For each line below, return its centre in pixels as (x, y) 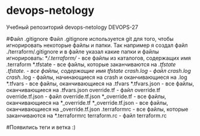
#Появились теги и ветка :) (41, 127)
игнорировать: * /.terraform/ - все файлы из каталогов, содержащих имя (98, 58)
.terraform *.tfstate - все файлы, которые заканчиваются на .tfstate (91, 64)
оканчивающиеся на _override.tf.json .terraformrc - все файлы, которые (97, 109)
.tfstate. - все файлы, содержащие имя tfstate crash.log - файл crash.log (98, 70)
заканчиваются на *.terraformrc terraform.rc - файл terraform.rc (86, 116)
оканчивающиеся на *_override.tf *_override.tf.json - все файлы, (87, 102)
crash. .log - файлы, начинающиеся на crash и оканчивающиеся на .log (97, 77)
